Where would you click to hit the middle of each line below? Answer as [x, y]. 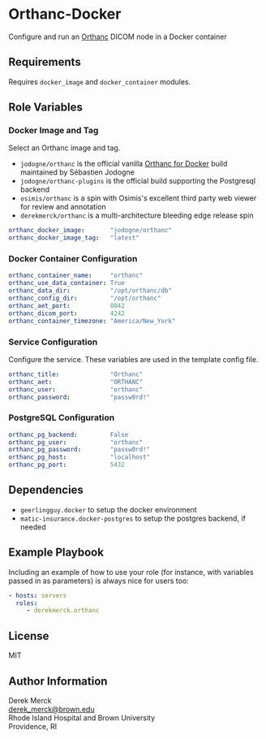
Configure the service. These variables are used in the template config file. [133, 359]
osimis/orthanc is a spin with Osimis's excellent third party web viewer [138, 198]
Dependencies [46, 490]
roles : [27, 603]
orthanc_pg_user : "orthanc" [76, 442]
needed [33, 527]
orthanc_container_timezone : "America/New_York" [92, 321]
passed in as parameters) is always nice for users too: [99, 581]
